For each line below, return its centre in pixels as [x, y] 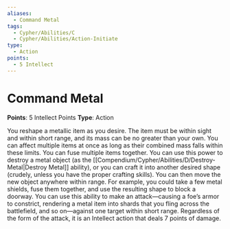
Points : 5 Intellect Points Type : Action [61, 117]
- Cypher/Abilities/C [44, 33]
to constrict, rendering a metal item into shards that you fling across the [108, 204]
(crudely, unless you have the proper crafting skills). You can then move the [114, 174]
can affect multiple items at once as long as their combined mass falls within [115, 145]
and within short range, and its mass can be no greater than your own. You [113, 138]
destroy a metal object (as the [49, 160]
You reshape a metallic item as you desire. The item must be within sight [109, 130]
